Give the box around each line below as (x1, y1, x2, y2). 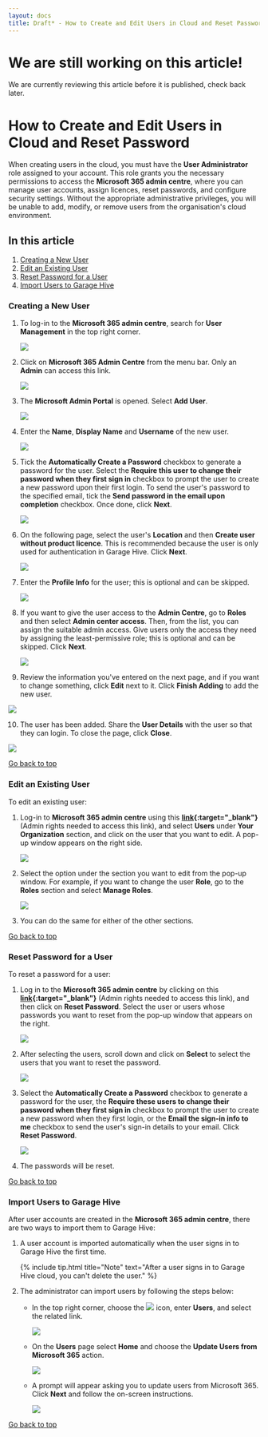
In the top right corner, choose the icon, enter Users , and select (31, 1303, 251, 1312)
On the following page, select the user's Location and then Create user (19, 530, 255, 540)
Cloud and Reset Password (8, 133, 190, 152)
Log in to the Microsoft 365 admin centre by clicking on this (19, 985, 219, 994)
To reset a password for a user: (8, 970, 112, 979)
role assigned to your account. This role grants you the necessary (8, 169, 225, 178)
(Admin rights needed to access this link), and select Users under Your (19, 820, 254, 831)
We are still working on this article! (8, 54, 243, 72)
